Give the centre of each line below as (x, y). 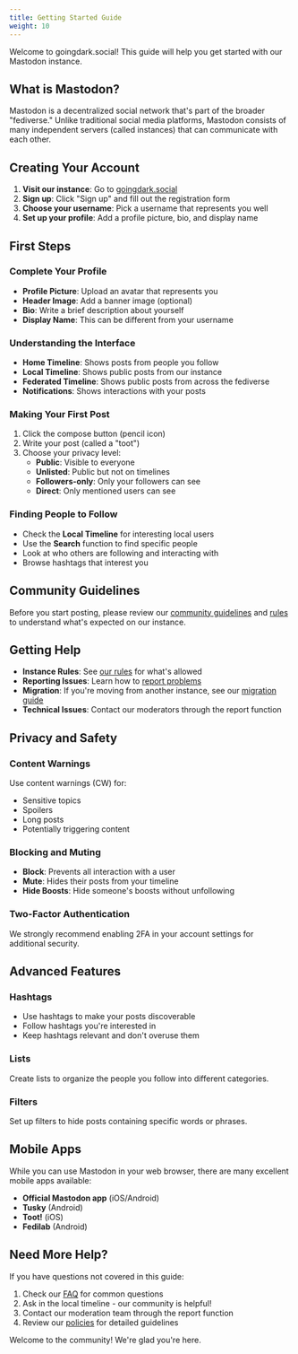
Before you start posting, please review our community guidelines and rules (149, 612)
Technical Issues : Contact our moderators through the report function (152, 710)
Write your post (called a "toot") (81, 443)
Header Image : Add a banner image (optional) (107, 301)
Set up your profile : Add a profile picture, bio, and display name (140, 218)
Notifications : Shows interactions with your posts (114, 391)
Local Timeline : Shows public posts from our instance (122, 372)
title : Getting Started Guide (66, 17)
